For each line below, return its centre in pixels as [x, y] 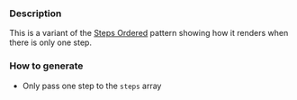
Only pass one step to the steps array [92, 86]
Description [36, 14]
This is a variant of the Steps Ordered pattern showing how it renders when [149, 33]
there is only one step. [51, 42]
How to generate [46, 66]
